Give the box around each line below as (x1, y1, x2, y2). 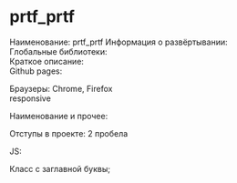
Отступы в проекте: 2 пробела (9, 127, 129, 138)
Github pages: (9, 66, 63, 76)
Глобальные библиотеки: (9, 46, 108, 56)
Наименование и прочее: (9, 110, 108, 121)
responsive (9, 93, 52, 104)
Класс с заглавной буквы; (9, 163, 111, 174)
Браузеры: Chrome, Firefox (9, 83, 113, 94)
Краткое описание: (9, 56, 85, 66)
